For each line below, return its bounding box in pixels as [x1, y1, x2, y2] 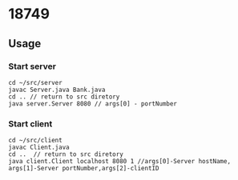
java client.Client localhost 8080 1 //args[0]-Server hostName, [8, 158, 231, 166]
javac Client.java [8, 143, 70, 152]
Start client [8, 118, 53, 129]
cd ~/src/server [8, 78, 63, 86]
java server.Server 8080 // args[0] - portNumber [8, 99, 178, 108]
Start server [8, 61, 56, 72]
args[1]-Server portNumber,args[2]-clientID [8, 165, 159, 173]
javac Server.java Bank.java [8, 86, 106, 94]
